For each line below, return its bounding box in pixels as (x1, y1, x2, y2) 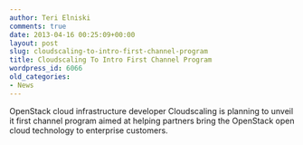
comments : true (9, 22, 67, 31)
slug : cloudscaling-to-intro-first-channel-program (9, 47, 208, 56)
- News (9, 81, 34, 90)
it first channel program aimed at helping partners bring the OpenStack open (9, 115, 295, 126)
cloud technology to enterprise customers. (9, 124, 169, 136)
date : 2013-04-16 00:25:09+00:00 (9, 30, 136, 39)
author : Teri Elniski (9, 13, 91, 23)
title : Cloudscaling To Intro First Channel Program (9, 55, 213, 64)
